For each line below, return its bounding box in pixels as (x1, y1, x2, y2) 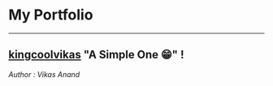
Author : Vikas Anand (8, 69, 80, 79)
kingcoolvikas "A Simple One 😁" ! (8, 48, 184, 62)
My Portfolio (8, 6, 93, 24)
